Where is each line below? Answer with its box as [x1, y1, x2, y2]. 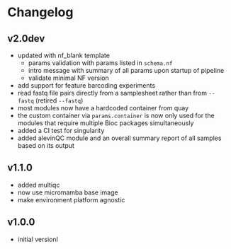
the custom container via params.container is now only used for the [17, 111, 215, 120]
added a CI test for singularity [17, 127, 105, 134]
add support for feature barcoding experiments [17, 81, 156, 89]
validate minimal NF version [28, 74, 110, 82]
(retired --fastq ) [35, 96, 84, 105]
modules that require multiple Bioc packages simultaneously [17, 119, 194, 127]
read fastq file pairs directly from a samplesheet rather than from [17, 89, 208, 97]
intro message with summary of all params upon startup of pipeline [28, 66, 225, 74]
